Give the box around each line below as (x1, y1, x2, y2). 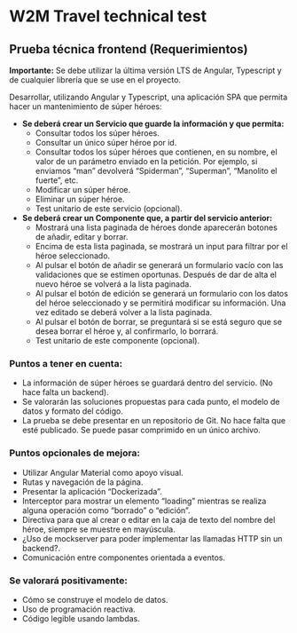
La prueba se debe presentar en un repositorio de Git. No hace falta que (21, 415, 286, 426)
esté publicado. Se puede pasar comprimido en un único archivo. (21, 424, 262, 436)
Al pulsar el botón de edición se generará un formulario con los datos (35, 289, 288, 298)
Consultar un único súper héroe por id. (35, 138, 177, 147)
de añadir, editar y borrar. (35, 232, 129, 241)
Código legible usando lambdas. (21, 613, 140, 623)
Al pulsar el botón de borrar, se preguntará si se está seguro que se (35, 317, 282, 327)
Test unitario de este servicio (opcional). (35, 203, 184, 214)
